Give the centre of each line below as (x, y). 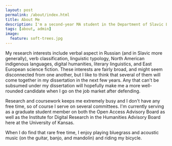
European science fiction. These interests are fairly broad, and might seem (84, 69)
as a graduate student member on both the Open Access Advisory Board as (85, 112)
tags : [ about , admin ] (28, 29)
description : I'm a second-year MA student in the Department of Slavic (84, 24)
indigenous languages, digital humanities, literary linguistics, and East (79, 64)
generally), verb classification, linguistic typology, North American (75, 58)
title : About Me (23, 19)
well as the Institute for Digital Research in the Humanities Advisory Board (83, 117)
